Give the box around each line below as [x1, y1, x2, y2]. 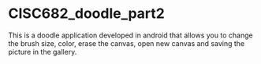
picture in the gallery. [8, 47, 77, 56]
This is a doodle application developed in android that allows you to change [8, 30, 254, 40]
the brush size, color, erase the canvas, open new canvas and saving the [8, 38, 245, 48]
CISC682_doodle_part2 [8, 5, 166, 23]
